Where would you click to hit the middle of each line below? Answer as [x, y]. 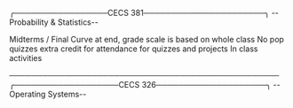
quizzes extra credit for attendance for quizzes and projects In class [134, 49]
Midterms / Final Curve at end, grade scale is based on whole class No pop [146, 39]
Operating [28, 94]
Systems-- [67, 94]
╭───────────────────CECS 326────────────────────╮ [140, 85]
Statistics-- [78, 22]
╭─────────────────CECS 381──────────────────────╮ [139, 13]
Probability [29, 22]
